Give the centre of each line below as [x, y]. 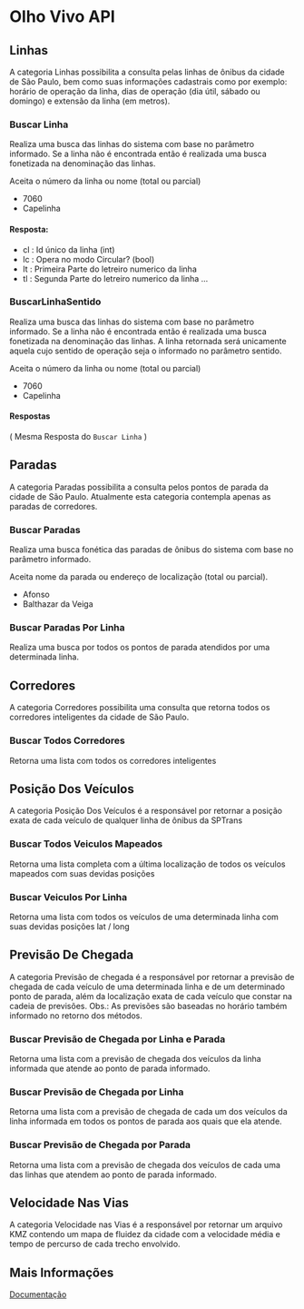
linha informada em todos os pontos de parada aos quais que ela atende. [146, 1121]
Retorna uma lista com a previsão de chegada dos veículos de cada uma [145, 1165]
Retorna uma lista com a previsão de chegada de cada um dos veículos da [148, 1112]
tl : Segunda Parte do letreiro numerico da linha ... [115, 278]
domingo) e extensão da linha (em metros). [90, 101]
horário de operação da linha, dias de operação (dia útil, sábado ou [135, 91]
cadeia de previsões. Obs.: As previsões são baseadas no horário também [148, 1006]
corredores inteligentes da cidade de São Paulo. [99, 717]
